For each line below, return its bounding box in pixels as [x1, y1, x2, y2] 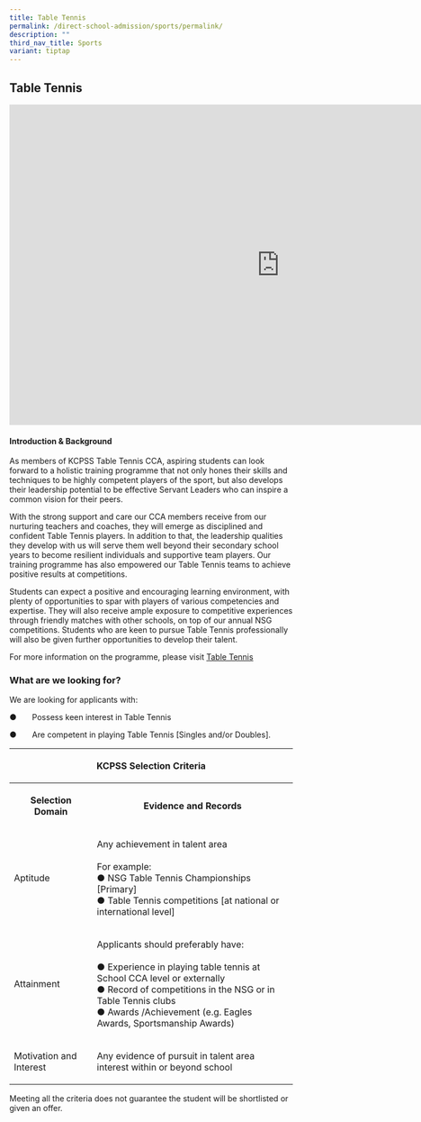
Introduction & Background [9, 435, 112, 446]
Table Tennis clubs [96, 995, 176, 1008]
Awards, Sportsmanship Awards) [96, 1017, 236, 1030]
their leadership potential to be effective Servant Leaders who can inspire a [9, 484, 289, 496]
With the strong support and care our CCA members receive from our [9, 511, 267, 523]
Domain [34, 806, 68, 818]
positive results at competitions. [9, 569, 128, 579]
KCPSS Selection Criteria [95, 760, 207, 772]
